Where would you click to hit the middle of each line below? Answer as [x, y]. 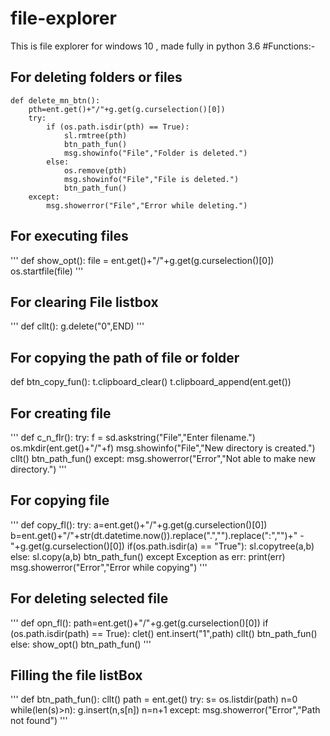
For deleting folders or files [96, 77]
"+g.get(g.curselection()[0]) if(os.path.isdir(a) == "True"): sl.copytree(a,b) [162, 546]
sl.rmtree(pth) [95, 135]
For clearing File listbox [84, 302]
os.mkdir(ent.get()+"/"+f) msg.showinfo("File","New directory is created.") [163, 448]
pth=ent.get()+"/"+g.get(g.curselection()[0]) [127, 109]
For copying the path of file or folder [125, 357]
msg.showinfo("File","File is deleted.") [151, 179]
